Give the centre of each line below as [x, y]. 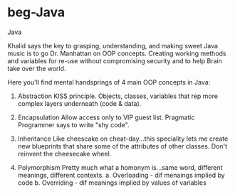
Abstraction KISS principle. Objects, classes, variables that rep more [118, 96]
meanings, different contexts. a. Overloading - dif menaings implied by [121, 175]
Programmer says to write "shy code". [73, 124]
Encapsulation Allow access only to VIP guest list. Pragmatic [106, 117]
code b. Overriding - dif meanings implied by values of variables [112, 183]
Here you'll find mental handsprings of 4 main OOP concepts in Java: [109, 82]
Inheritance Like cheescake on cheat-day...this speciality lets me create [123, 139]
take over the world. [37, 68]
